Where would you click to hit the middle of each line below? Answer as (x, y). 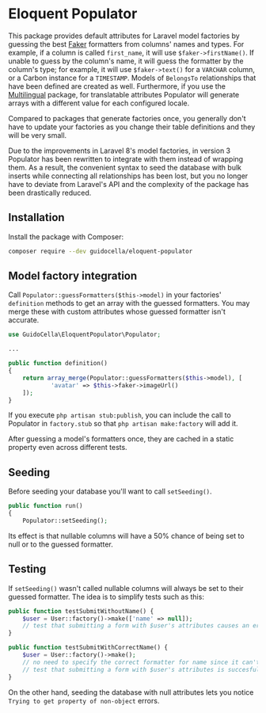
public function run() (46, 506)
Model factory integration (73, 276)
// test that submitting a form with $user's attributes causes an (136, 626)
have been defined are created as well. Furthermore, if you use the (117, 86)
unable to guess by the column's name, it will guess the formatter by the (126, 61)
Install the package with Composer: (66, 236)
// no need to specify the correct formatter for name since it (131, 662)
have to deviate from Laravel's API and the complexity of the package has (129, 184)
